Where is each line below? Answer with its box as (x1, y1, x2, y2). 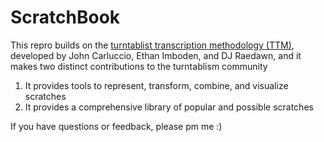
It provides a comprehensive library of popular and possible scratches (24, 101, 314, 113)
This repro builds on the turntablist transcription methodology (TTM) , (10, 39, 295, 51)
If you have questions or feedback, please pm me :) (10, 120, 223, 132)
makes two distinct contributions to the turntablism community (10, 60, 268, 72)
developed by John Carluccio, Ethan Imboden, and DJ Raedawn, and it (10, 49, 302, 61)
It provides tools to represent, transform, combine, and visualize (24, 79, 289, 91)
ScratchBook (10, 6, 121, 29)
